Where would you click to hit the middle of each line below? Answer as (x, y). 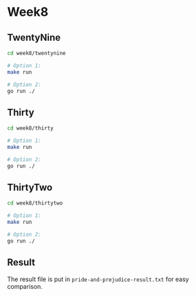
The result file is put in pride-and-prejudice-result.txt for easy (98, 279)
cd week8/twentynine (37, 53)
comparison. (25, 286)
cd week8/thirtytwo (35, 203)
